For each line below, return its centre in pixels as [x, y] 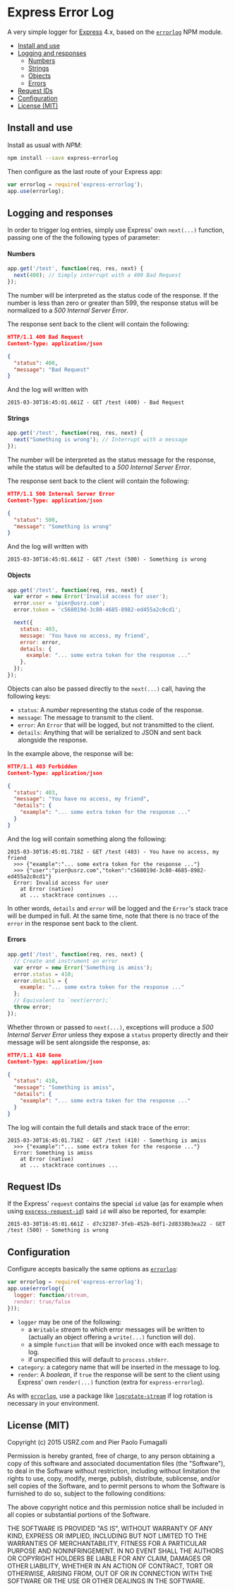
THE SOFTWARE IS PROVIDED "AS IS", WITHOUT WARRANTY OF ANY [110, 1529]
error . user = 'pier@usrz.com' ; [60, 603]
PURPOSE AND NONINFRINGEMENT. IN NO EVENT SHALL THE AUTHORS [116, 1551]
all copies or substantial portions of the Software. [79, 1515]
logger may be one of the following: [70, 1322]
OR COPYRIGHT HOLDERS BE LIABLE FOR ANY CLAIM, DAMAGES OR [109, 1558]
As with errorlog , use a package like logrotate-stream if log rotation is [110, 1395]
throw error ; [33, 1007]
